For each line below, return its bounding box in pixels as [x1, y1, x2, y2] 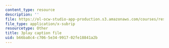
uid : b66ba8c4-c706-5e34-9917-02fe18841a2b [5, 35, 98, 40]
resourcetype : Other [5, 26, 49, 31]
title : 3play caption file [5, 30, 62, 35]
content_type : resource [5, 7, 55, 12]
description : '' [5, 12, 39, 17]
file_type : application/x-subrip [5, 21, 75, 26]
